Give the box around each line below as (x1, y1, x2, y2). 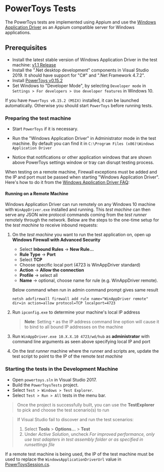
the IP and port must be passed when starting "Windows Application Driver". (5, 174, 160, 180)
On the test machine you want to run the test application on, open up (12, 232, 151, 238)
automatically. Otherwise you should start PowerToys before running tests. (5, 102, 153, 108)
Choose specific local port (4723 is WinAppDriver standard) (19, 262, 141, 268)
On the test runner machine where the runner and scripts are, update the (12, 348, 159, 354)
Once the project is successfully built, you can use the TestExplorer (17, 402, 155, 407)
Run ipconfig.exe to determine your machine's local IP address (12, 309, 141, 315)
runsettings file (24, 441, 55, 448)
